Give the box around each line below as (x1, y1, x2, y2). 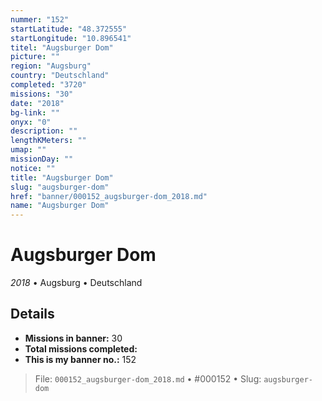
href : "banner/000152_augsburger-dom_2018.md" (10, 191, 208, 201)
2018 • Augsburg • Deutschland (10, 277, 143, 289)
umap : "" (10, 145, 47, 155)
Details (10, 306, 55, 323)
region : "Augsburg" (10, 61, 92, 71)
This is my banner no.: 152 (24, 353, 137, 365)
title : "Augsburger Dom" (10, 172, 114, 183)
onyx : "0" (10, 117, 52, 127)
